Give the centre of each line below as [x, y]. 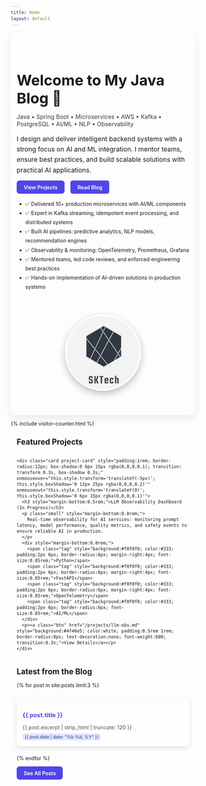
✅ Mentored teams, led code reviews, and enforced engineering [102, 259]
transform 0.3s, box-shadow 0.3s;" [60, 473]
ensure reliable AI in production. [60, 531]
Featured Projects [50, 442]
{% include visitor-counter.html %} [52, 423]
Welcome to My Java [91, 80]
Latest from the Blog [54, 672]
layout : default [30, 18]
